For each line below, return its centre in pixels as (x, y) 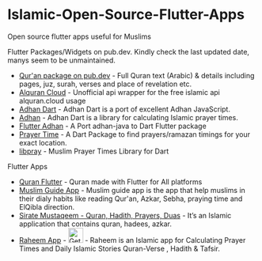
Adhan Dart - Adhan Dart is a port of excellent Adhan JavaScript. (125, 109)
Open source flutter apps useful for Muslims (80, 36)
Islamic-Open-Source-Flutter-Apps (126, 15)
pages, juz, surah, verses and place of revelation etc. (105, 84)
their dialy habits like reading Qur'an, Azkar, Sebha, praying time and (131, 199)
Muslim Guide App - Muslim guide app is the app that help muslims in (132, 190)
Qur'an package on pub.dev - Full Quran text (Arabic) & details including (137, 75)
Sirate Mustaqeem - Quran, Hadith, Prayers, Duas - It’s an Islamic (125, 215)
